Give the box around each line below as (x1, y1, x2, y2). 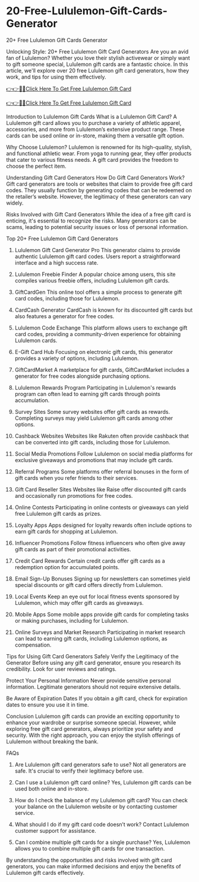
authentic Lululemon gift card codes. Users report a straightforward (14, 253, 181, 260)
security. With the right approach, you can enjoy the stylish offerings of (6, 732, 181, 739)
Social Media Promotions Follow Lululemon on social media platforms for (14, 450, 193, 457)
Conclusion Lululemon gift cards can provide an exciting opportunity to (6, 712, 180, 720)
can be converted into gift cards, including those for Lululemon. (14, 438, 170, 445)
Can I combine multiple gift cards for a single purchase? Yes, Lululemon (14, 839, 191, 846)
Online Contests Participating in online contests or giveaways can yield (14, 504, 189, 511)
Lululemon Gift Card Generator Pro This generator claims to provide (14, 246, 181, 253)
